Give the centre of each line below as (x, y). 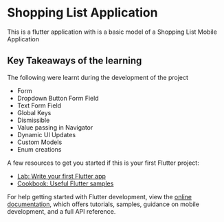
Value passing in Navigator (55, 127)
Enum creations (39, 149)
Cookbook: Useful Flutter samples (65, 183)
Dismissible (33, 120)
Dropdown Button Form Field (58, 98)
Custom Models (40, 142)
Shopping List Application (82, 13)
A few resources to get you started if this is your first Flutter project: (103, 163)
